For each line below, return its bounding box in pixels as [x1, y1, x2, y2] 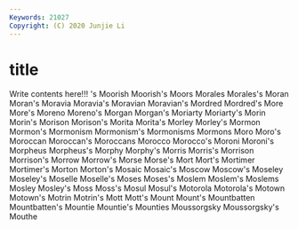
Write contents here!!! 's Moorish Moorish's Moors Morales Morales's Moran [9, 89, 289, 99]
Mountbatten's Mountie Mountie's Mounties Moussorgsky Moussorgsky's [9, 201, 280, 213]
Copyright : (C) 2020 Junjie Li [9, 21, 125, 30]
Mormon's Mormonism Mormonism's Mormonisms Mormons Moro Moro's [9, 126, 282, 138]
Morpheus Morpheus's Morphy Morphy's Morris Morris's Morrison [9, 146, 254, 156]
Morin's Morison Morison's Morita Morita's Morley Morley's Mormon [9, 117, 261, 128]
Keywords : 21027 [9, 12, 69, 22]
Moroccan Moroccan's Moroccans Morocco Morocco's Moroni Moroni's [9, 136, 274, 146]
